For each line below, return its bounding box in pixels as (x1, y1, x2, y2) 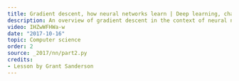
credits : (7, 56, 33, 63)
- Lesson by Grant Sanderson (7, 63, 94, 70)
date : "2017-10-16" (7, 30, 65, 37)
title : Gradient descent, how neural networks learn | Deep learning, (7, 10, 221, 18)
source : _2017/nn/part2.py (7, 50, 87, 57)
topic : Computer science (7, 37, 81, 44)
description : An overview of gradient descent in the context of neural (7, 17, 228, 24)
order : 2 (7, 43, 33, 50)
